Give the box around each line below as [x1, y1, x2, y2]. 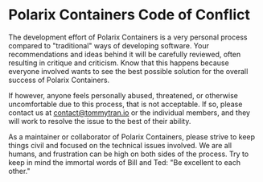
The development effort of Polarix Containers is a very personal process [8, 32, 248, 42]
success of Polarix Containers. [8, 75, 110, 85]
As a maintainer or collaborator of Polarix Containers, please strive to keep [8, 131, 256, 142]
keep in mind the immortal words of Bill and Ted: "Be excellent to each [8, 157, 241, 167]
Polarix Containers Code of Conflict [8, 6, 251, 24]
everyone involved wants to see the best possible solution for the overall [8, 66, 249, 76]
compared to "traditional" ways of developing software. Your [8, 40, 209, 50]
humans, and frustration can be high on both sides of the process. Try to [8, 149, 249, 159]
